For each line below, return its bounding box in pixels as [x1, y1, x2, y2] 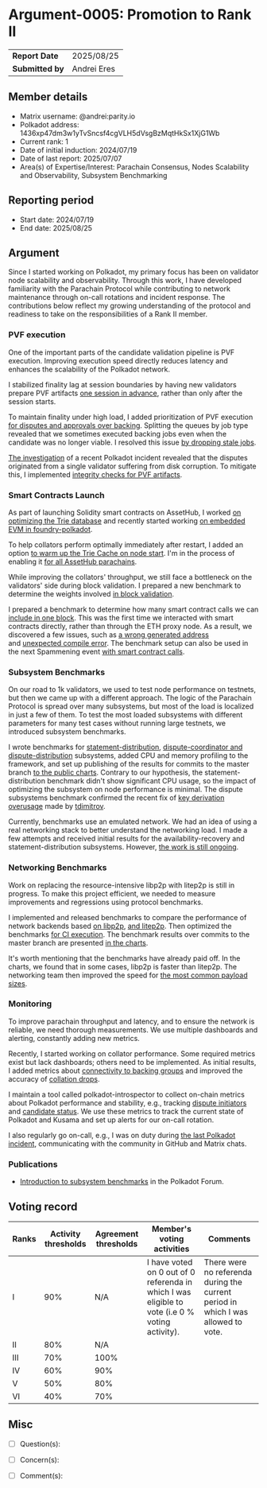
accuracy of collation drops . [8, 1074, 100, 1083]
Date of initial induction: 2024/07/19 [19, 145, 137, 154]
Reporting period [8, 193, 95, 208]
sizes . [8, 978, 28, 988]
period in [203, 1296, 238, 1307]
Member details [8, 90, 88, 104]
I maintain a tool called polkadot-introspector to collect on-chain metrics [8, 1090, 245, 1099]
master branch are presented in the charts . [8, 938, 149, 947]
